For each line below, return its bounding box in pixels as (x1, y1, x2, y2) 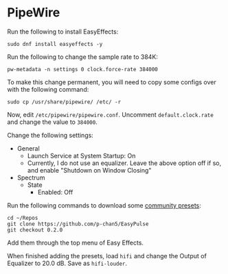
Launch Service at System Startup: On (27, 151, 136, 160)
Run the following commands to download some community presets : (7, 201, 201, 210)
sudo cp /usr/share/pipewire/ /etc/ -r (7, 98, 122, 105)
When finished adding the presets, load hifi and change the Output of (7, 251, 207, 260)
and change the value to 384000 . (7, 118, 98, 126)
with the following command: (7, 85, 89, 93)
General (16, 144, 40, 152)
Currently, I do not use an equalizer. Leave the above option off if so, (27, 159, 222, 167)
